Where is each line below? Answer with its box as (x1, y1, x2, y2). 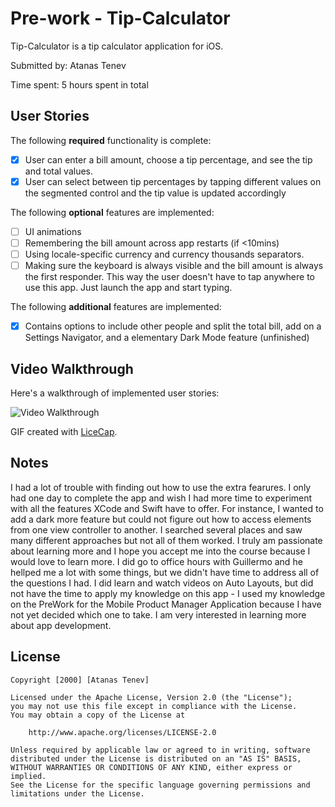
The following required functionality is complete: (10, 134, 212, 146)
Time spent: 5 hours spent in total (10, 78, 149, 91)
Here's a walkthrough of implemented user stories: (10, 387, 220, 399)
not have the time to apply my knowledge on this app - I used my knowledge (10, 587, 326, 599)
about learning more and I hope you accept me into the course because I (10, 545, 311, 557)
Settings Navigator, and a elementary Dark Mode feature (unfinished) (24, 332, 310, 344)
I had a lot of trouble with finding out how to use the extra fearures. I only (10, 481, 312, 493)
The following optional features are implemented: (10, 206, 215, 218)
